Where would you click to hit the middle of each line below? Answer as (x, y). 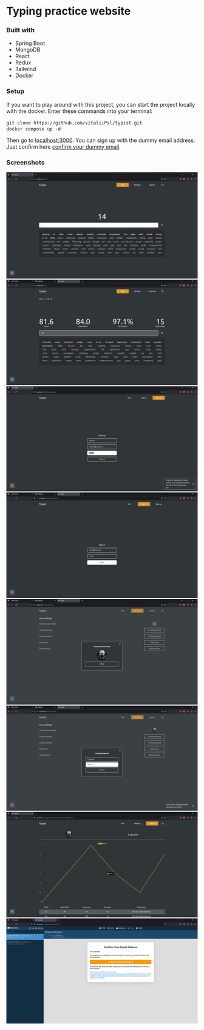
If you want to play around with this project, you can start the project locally (101, 104)
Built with (21, 30)
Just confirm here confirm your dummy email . (64, 146)
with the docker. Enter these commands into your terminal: (80, 111)
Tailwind (25, 69)
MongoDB (28, 50)
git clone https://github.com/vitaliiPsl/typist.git (74, 123)
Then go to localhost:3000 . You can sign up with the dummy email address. (101, 140)
